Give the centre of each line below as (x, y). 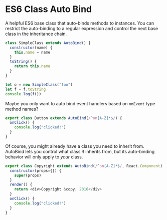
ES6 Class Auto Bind (49, 9)
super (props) (28, 175)
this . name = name (32, 52)
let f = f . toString (26, 89)
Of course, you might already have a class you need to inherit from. (75, 146)
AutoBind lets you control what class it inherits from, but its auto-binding (80, 151)
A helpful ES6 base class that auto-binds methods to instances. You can (80, 23)
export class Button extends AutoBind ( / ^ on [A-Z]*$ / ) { (64, 118)
